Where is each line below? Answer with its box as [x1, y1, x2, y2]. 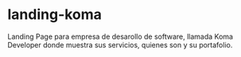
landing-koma [7, 6, 103, 24]
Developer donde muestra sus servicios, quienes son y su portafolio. [7, 40, 233, 49]
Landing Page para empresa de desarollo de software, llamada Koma [7, 32, 234, 41]
